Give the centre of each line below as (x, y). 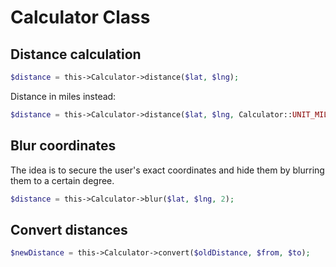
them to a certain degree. (62, 180)
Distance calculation (76, 54)
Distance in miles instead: (63, 96)
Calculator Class (80, 17)
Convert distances (69, 229)
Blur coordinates (63, 146)
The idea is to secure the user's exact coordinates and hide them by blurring (167, 170)
